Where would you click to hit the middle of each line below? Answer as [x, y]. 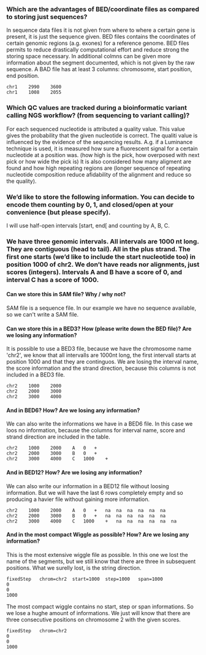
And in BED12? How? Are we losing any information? [74, 473]
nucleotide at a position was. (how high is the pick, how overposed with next [103, 155]
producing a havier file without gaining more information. [78, 499]
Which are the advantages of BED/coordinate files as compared [103, 9]
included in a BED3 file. [36, 375]
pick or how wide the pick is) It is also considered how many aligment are [99, 161]
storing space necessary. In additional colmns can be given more [89, 56]
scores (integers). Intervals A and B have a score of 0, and [94, 272]
